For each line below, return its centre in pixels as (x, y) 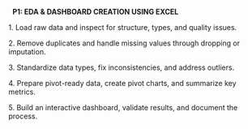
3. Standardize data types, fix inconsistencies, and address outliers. (122, 67)
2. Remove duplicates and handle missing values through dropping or (124, 43)
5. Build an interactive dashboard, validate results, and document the (123, 107)
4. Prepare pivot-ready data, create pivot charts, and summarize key (122, 83)
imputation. (27, 52)
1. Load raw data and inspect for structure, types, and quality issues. (123, 27)
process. (23, 116)
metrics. (22, 92)
